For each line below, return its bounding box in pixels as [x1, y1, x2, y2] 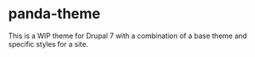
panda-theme [8, 5, 101, 23]
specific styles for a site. [8, 39, 89, 48]
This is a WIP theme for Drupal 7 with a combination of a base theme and [8, 31, 248, 40]
